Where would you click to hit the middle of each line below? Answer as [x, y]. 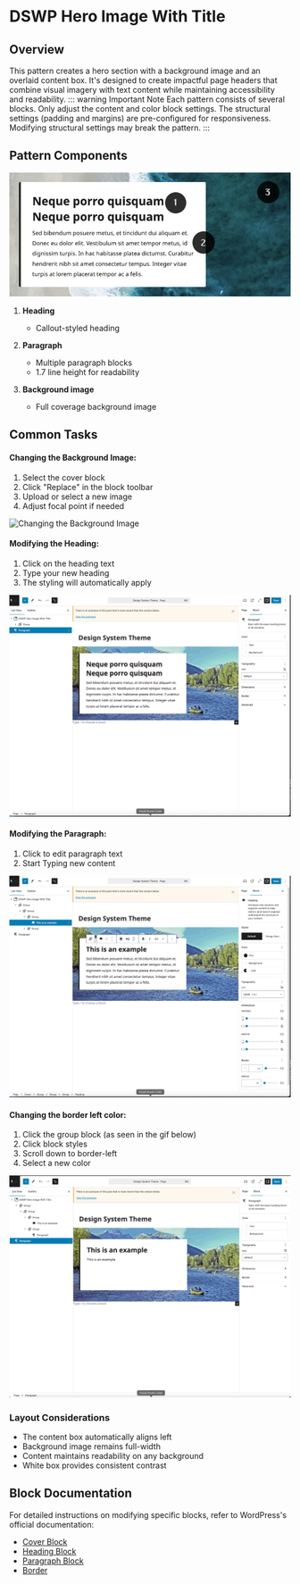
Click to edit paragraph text [72, 854]
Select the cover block [63, 477]
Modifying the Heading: [54, 544]
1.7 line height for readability [87, 371]
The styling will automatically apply [87, 582]
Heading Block [49, 1551]
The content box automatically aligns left [97, 1437]
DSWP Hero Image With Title [117, 17]
